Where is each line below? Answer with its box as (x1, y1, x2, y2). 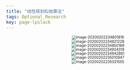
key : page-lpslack (6, 19, 51, 25)
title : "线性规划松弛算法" (6, 8, 65, 14)
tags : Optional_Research (6, 14, 66, 20)
